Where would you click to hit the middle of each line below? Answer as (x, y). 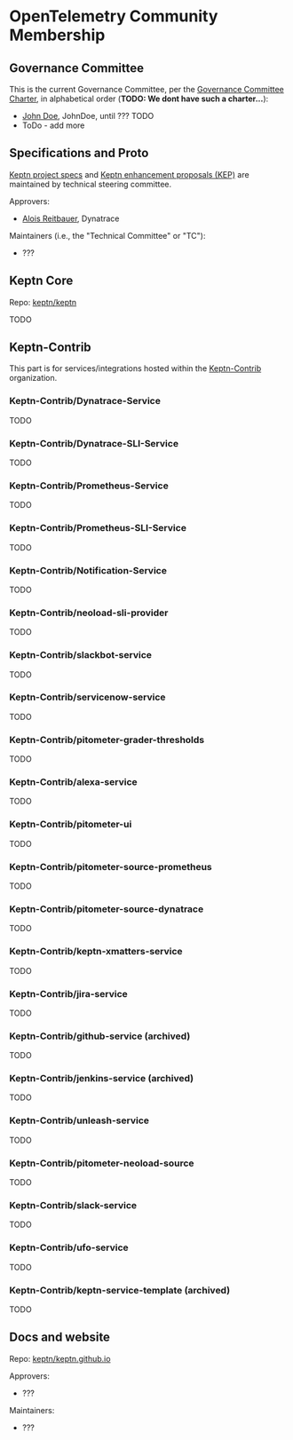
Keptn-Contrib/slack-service (73, 1205)
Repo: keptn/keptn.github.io (60, 1358)
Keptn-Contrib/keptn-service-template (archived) (120, 1290)
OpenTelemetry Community (114, 16)
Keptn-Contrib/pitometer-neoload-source (102, 1163)
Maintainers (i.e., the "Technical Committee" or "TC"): (107, 235)
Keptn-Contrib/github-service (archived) (100, 1036)
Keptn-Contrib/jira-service (69, 993)
